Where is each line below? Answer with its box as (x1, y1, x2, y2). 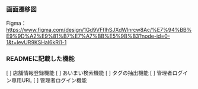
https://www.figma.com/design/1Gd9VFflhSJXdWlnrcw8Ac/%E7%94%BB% (6, 27, 192, 34)
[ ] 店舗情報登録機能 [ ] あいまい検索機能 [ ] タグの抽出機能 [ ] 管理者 (6, 69, 173, 76)
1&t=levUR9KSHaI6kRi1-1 (6, 39, 67, 46)
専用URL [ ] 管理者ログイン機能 (11, 77, 87, 84)
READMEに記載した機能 (6, 55, 75, 63)
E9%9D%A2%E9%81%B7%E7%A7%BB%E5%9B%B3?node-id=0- (6, 32, 170, 39)
